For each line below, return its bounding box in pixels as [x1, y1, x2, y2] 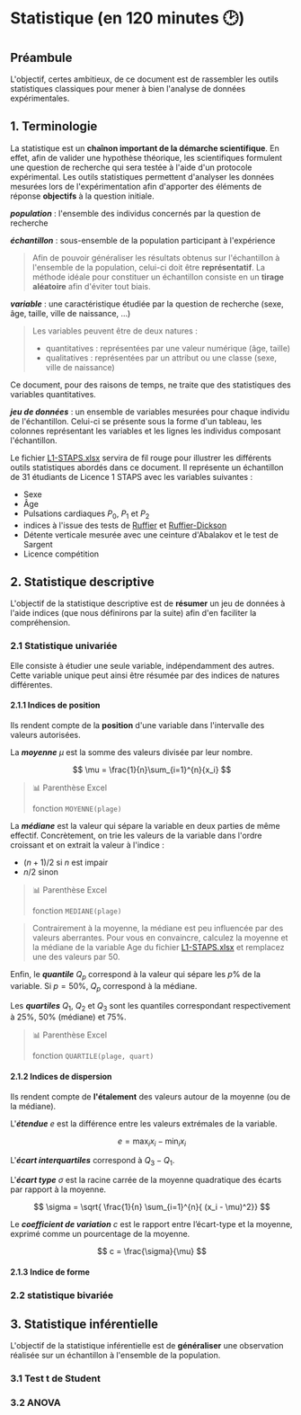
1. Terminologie [10, 119, 98, 134]
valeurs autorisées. [10, 729, 82, 740]
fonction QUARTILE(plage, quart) [31, 1050, 155, 1062]
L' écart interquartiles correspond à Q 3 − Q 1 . [10, 1155, 175, 1168]
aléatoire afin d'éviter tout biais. [31, 280, 151, 291]
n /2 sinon [22, 866, 59, 877]
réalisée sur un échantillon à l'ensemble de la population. [10, 1350, 221, 1361]
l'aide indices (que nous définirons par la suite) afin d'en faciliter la [10, 608, 257, 619]
